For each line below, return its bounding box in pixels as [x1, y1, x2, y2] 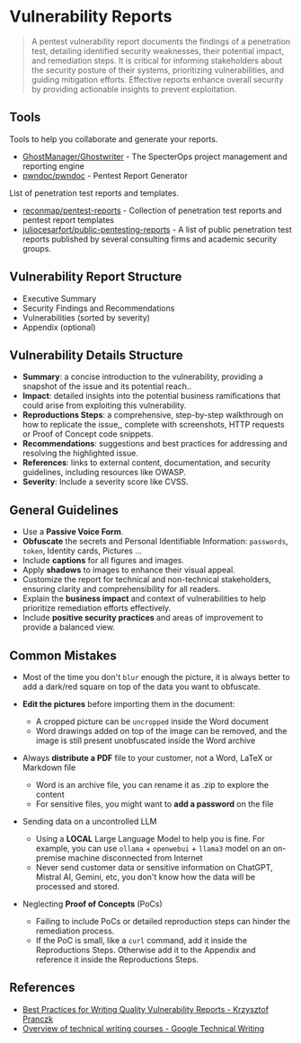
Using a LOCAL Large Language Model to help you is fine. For [35, 834, 265, 844]
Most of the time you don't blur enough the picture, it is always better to [22, 672, 290, 682]
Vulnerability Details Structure [9, 348, 184, 363]
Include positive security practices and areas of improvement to [22, 613, 263, 623]
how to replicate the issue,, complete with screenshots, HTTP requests [22, 420, 285, 430]
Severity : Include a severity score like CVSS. [22, 476, 189, 487]
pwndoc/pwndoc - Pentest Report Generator [22, 170, 189, 181]
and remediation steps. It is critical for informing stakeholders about [31, 55, 283, 66]
